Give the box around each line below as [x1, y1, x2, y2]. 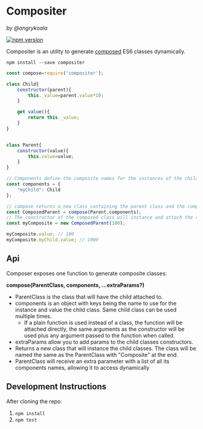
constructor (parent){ [17, 87, 71, 93]
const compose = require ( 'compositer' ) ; [6, 70, 104, 76]
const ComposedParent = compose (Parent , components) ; [6, 209, 142, 215]
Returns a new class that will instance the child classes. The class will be [14, 344, 196, 352]
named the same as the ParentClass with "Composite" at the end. [14, 351, 178, 358]
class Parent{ [6, 142, 42, 148]
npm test [14, 417, 37, 423]
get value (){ [17, 109, 50, 115]
